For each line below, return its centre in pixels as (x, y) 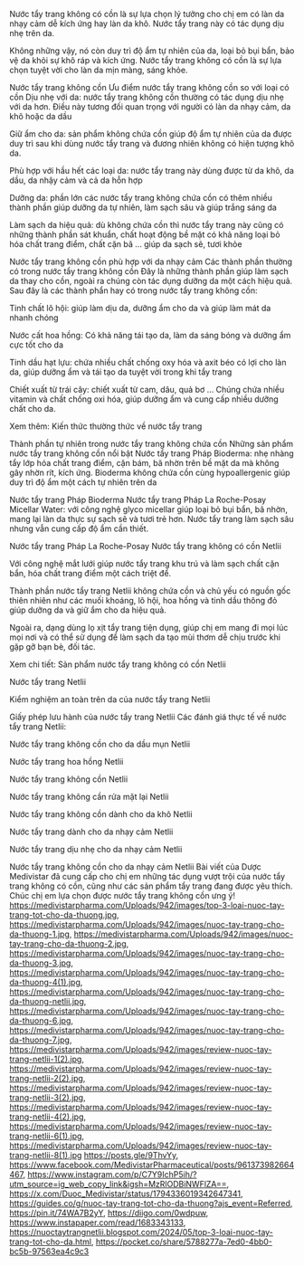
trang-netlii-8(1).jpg (46, 1155)
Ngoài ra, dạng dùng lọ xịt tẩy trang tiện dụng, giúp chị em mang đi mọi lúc (149, 628)
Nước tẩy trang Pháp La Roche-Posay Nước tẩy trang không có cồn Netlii (146, 546)
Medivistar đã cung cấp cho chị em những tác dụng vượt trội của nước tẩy (147, 876)
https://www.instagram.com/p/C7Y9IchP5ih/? (112, 1175)
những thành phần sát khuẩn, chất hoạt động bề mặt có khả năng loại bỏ (145, 234)
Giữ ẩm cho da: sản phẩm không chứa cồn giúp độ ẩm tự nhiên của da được (151, 134)
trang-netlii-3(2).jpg (47, 1098)
